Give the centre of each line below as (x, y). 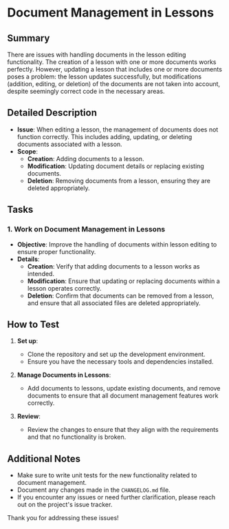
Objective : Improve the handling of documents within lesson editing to (117, 244)
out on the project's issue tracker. (65, 505)
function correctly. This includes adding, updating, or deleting (105, 136)
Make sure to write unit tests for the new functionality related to (107, 475)
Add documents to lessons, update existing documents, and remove (124, 388)
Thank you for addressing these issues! (63, 518)
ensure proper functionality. (56, 251)
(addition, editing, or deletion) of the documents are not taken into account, (114, 84)
